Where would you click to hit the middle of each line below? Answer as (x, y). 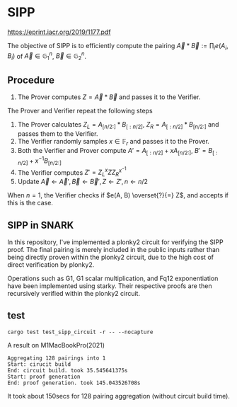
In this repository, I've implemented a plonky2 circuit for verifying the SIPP (116, 242)
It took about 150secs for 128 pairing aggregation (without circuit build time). (118, 396)
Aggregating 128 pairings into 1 (57, 358)
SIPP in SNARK (41, 225)
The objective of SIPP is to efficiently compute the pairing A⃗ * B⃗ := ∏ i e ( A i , (118, 46)
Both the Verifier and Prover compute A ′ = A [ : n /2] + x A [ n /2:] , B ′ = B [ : (117, 151)
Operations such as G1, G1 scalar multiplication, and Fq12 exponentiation (113, 278)
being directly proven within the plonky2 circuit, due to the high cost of (111, 257)
